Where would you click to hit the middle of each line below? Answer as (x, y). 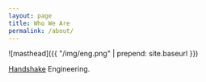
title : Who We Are (39, 23)
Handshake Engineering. (49, 69)
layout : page (30, 16)
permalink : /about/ (41, 31)
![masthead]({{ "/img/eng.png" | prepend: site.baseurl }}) (103, 54)
